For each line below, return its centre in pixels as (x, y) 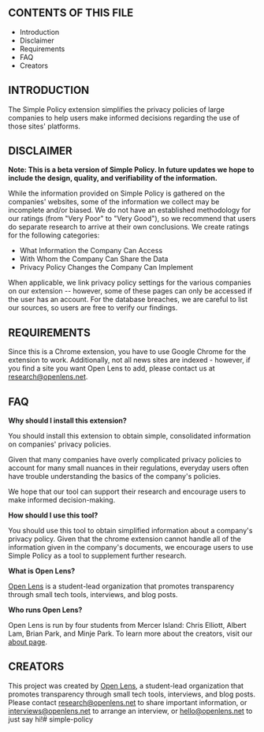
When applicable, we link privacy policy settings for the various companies (130, 282)
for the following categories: (54, 235)
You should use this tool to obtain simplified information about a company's (130, 531)
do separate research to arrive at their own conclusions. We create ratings (129, 227)
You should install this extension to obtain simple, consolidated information (130, 436)
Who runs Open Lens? (45, 610)
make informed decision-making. (62, 500)
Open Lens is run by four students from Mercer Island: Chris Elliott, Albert (127, 626)
